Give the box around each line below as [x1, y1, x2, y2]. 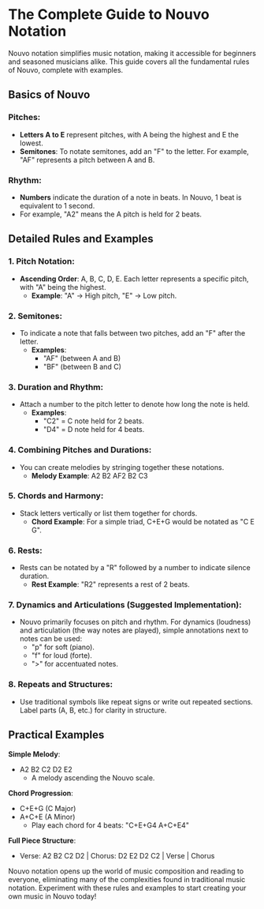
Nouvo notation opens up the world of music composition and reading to [8, 866, 244, 876]
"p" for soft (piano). [31, 642, 95, 652]
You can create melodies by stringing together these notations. [19, 462, 225, 471]
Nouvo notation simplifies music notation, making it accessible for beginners [8, 48, 257, 58]
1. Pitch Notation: [8, 256, 75, 267]
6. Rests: [8, 545, 43, 556]
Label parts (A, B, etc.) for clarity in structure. [19, 705, 167, 715]
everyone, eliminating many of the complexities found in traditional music [8, 874, 246, 884]
